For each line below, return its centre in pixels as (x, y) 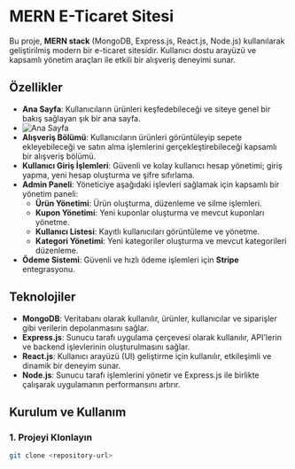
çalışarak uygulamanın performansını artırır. (101, 384)
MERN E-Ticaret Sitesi (92, 16)
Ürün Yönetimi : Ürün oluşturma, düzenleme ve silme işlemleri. (149, 203)
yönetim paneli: (50, 193)
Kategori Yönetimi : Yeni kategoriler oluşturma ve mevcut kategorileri (161, 240)
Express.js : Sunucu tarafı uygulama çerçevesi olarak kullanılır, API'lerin (151, 337)
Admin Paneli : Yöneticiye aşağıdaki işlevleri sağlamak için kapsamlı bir (151, 184)
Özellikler (36, 87)
